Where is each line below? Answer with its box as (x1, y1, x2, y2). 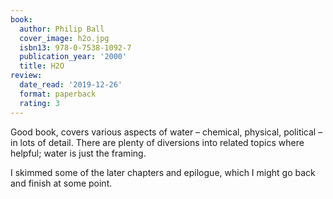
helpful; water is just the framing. (10, 147, 147, 159)
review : (10, 71, 43, 81)
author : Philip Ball (19, 24, 105, 34)
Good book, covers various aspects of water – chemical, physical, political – (10, 126, 323, 138)
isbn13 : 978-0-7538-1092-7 (19, 42, 132, 53)
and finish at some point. (10, 177, 113, 189)
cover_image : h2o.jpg (19, 33, 110, 43)
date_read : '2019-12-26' (19, 80, 123, 90)
